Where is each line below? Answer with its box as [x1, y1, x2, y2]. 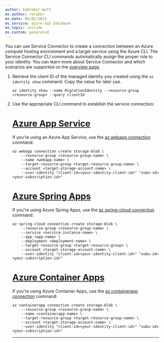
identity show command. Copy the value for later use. [12, 79, 122, 85]
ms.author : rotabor [5, 12, 45, 17]
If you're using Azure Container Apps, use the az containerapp [12, 288, 138, 294]
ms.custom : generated [5, 30, 49, 35]
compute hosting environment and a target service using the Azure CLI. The [5, 48, 158, 54]
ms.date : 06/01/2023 [5, 16, 47, 21]
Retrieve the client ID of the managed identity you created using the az [12, 74, 154, 79]
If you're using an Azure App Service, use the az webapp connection [12, 134, 151, 140]
